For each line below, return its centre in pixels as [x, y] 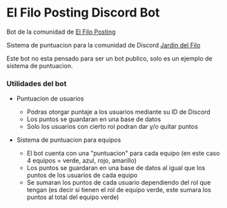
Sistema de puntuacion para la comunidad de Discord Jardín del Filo [103, 45]
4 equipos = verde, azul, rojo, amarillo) [82, 160]
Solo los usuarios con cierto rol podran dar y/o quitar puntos [112, 127]
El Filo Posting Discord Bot [83, 13]
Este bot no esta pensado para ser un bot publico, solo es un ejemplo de [110, 58]
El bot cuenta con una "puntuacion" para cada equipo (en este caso [123, 154]
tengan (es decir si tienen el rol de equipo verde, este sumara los [119, 190]
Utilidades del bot [37, 83]
